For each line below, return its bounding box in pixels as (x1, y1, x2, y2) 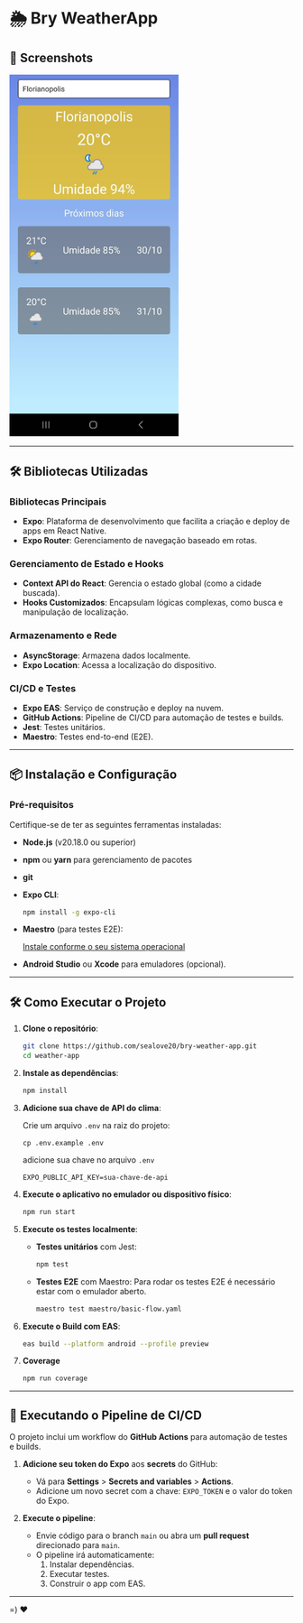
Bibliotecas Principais (9, 495, 106, 507)
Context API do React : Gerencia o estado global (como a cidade (22, 578, 262, 589)
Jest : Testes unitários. (22, 721, 106, 732)
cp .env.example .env (22, 1138, 104, 1147)
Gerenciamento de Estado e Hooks (9, 557, 164, 570)
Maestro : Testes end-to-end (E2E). (22, 731, 153, 742)
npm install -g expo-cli (22, 907, 116, 917)
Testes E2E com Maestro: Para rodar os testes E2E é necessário (35, 1275, 276, 1287)
